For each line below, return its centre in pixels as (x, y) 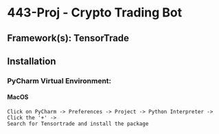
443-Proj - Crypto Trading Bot (95, 13)
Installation (32, 61)
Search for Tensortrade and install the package (78, 124)
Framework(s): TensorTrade (68, 38)
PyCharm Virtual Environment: (59, 80)
